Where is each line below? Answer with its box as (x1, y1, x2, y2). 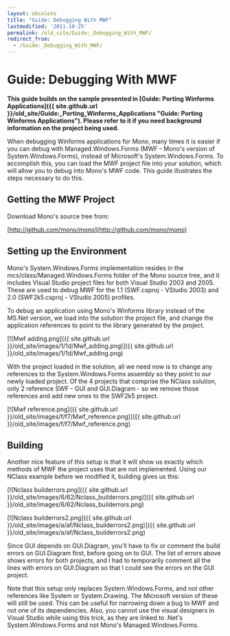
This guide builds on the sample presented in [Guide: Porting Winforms (7, 94, 214, 103)
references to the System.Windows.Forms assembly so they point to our (7, 369, 211, 378)
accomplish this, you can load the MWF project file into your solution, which (7, 159, 222, 167)
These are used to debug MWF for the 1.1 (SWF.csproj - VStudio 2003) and (7, 285, 219, 294)
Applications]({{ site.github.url (7, 101, 98, 110)
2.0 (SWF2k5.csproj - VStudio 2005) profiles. (7, 293, 135, 301)
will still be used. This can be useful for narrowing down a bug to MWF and (7, 599, 219, 607)
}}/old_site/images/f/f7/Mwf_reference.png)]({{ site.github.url (7, 412, 181, 420)
